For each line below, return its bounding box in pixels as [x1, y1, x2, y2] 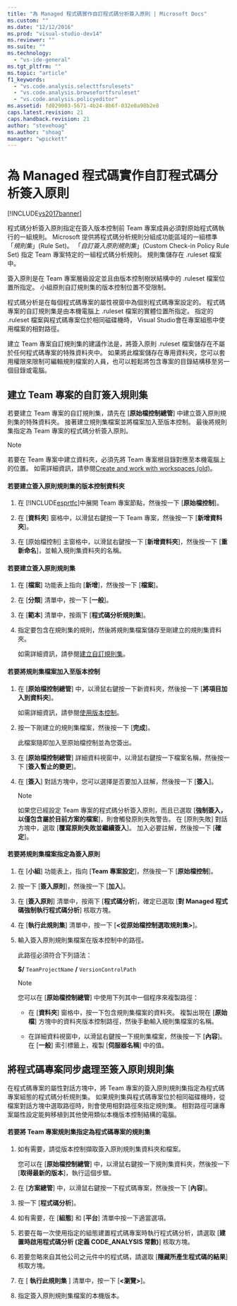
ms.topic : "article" [7, 69, 68, 76]
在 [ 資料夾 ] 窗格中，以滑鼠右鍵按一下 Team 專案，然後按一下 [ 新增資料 [17, 514, 223, 522]
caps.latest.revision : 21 [7, 109, 83, 116]
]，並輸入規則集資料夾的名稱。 [36, 546, 126, 555]
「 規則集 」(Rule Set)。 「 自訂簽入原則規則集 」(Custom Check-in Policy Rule [7, 242, 229, 250]
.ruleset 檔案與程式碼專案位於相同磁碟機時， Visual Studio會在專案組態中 [7, 316, 219, 324]
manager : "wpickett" [7, 135, 68, 142]
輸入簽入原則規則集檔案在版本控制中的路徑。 [17, 936, 148, 944]
